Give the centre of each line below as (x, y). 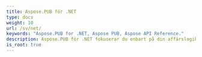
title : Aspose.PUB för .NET (41, 12)
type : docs (20, 17)
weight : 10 (20, 23)
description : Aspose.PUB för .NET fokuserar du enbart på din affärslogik (102, 39)
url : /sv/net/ (24, 28)
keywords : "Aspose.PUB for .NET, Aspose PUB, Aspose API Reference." (95, 34)
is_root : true (24, 45)
